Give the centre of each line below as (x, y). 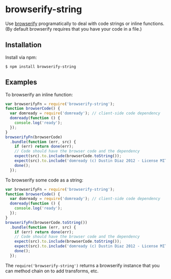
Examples (21, 82)
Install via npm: (21, 57)
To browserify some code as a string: (44, 180)
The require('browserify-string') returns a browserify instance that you (82, 265)
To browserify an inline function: (39, 94)
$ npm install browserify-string (41, 67)
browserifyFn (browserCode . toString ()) (46, 222)
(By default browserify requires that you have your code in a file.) (74, 29)
